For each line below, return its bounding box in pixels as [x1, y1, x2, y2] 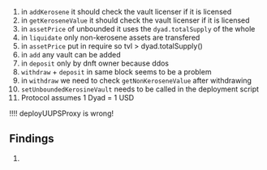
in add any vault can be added [20, 50, 121, 59]
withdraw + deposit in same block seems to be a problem [20, 67, 212, 76]
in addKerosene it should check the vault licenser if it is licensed [20, 7, 232, 16]
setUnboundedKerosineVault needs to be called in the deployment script [20, 84, 259, 94]
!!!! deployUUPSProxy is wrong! [9, 108, 114, 118]
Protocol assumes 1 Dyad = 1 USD [20, 93, 135, 102]
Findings [9, 132, 55, 146]
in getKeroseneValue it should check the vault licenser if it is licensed [20, 15, 250, 25]
